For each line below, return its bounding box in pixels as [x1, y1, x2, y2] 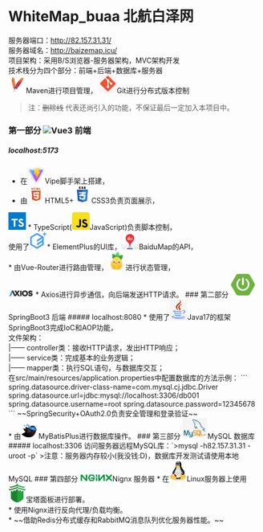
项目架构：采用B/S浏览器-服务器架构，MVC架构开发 [8, 55, 180, 65]
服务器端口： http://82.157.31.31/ [8, 35, 112, 45]
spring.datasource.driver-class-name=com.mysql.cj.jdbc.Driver [8, 382, 219, 391]
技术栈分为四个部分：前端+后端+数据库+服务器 [8, 65, 163, 75]
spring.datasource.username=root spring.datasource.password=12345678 [8, 399, 256, 408]
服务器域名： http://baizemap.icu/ [8, 45, 118, 55]
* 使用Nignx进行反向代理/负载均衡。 [8, 505, 127, 514]
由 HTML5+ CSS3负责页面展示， [19, 196, 160, 206]
